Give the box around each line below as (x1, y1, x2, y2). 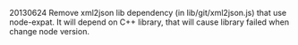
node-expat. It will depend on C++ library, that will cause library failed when (9, 17, 290, 27)
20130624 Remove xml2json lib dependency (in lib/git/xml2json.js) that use (9, 8, 287, 18)
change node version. (9, 26, 89, 36)
